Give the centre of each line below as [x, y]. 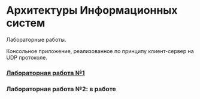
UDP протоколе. [27, 57]
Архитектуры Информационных [92, 10]
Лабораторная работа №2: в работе [61, 89]
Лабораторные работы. [36, 39]
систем [26, 23]
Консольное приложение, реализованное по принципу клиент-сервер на [100, 51]
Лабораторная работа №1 [46, 73]
